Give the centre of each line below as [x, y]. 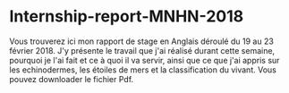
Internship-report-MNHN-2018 [127, 17]
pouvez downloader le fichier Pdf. [72, 79]
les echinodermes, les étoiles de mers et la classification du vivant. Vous [143, 70]
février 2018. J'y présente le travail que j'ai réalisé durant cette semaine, [142, 50]
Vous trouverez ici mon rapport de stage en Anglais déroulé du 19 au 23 [142, 41]
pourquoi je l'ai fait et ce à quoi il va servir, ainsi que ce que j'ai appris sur [144, 60]
